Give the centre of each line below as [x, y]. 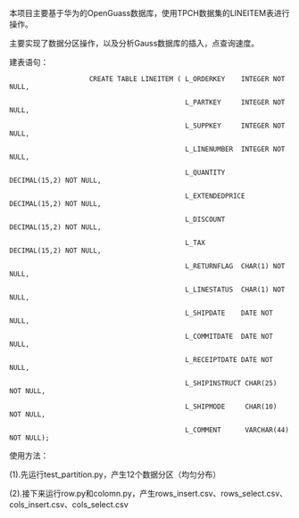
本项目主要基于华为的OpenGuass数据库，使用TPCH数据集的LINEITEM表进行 [149, 13]
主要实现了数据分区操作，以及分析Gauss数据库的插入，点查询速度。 [134, 43]
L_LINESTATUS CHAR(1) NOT [235, 290]
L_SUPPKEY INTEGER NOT [235, 126]
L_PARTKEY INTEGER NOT [235, 103]
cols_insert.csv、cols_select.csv [69, 505]
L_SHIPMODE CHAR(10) [231, 407]
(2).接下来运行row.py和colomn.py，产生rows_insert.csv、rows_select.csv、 [149, 493]
